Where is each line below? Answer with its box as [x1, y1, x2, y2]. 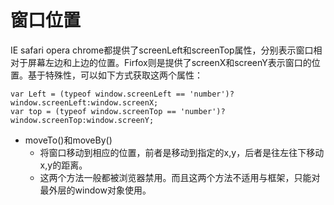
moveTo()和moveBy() [24, 134, 113, 146]
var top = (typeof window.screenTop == [10, 106, 177, 116]
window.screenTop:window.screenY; [10, 115, 155, 125]
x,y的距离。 [39, 159, 88, 171]
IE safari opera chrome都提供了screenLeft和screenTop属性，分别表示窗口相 [10, 44, 323, 56]
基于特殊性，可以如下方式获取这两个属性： [27, 69, 203, 81]
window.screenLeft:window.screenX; [10, 97, 159, 108]
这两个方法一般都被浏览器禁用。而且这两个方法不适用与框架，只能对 [39, 171, 321, 183]
